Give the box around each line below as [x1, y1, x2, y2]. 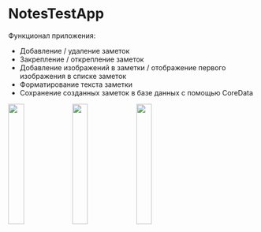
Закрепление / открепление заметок [19, 54, 144, 64]
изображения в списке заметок [19, 71, 127, 80]
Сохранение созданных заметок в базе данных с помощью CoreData [19, 88, 254, 97]
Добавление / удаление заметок [19, 46, 130, 55]
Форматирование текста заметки [19, 80, 132, 89]
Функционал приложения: [8, 31, 96, 40]
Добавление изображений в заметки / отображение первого [19, 62, 226, 72]
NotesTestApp [8, 5, 105, 23]
